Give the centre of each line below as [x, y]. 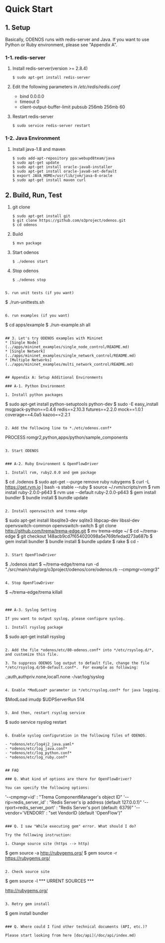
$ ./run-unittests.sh [25, 302]
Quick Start [29, 9]
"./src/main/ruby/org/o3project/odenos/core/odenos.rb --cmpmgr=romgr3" [82, 569]
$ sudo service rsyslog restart [36, 722]
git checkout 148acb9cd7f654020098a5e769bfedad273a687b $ [86, 536]
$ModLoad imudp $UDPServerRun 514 [45, 699]
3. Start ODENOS [22, 451]
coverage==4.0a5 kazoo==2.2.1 [38, 415]
